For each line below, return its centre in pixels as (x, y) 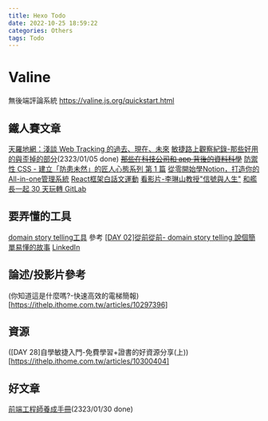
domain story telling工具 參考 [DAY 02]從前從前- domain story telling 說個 (128, 237)
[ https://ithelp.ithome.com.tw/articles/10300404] (89, 361)
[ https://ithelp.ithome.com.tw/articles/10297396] (88, 304)
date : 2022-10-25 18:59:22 (53, 23)
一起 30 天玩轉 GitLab (51, 189)
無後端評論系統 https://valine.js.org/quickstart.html (91, 101)
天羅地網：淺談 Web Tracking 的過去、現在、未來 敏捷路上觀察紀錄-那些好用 (134, 149)
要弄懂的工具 (40, 216)
